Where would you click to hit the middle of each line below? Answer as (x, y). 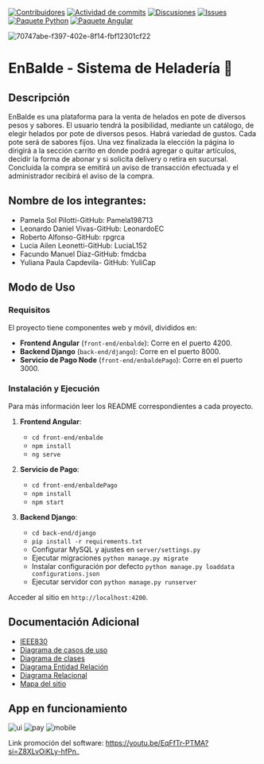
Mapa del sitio (43, 684)
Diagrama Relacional (53, 675)
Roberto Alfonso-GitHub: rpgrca (72, 237)
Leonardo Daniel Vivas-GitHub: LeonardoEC (92, 228)
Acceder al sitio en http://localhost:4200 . (78, 597)
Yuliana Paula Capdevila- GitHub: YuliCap (88, 262)
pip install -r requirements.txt (87, 541)
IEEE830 (33, 641)
